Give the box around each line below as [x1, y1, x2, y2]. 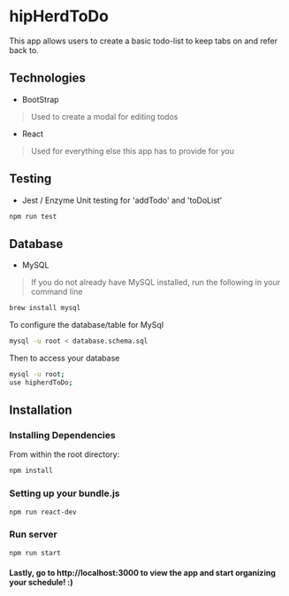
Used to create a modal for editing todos [30, 111, 179, 121]
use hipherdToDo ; [9, 378, 73, 387]
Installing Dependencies [9, 430, 117, 442]
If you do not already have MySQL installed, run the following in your [30, 277, 281, 288]
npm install [9, 467, 53, 476]
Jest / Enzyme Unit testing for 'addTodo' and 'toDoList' [21, 195, 223, 205]
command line [30, 286, 83, 298]
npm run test [9, 212, 57, 221]
